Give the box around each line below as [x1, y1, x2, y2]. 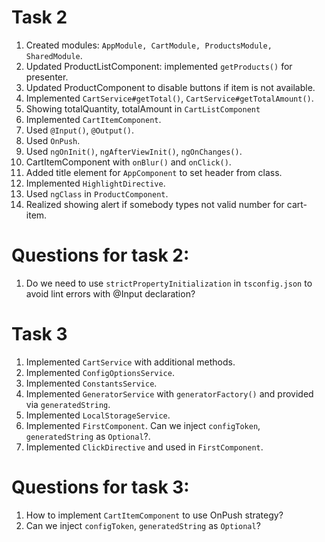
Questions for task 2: [11, 244, 190, 267]
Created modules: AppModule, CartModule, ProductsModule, [25, 39, 273, 51]
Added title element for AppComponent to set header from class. [25, 166, 283, 178]
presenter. [25, 71, 69, 83]
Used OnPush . [25, 134, 81, 146]
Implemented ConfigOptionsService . [25, 366, 175, 378]
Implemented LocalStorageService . [25, 409, 171, 421]
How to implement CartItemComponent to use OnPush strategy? [25, 509, 284, 521]
